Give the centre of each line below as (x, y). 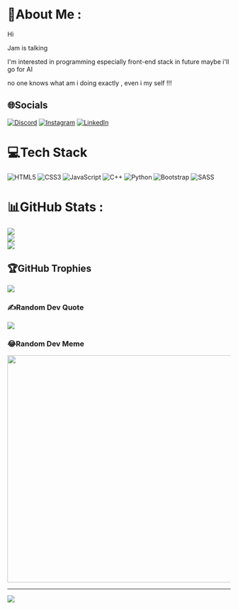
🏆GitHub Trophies (50, 269)
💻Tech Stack (47, 152)
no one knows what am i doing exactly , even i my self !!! (90, 83)
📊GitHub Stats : (56, 207)
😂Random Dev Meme (46, 344)
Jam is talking (28, 48)
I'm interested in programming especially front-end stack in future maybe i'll (118, 61)
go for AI (20, 69)
